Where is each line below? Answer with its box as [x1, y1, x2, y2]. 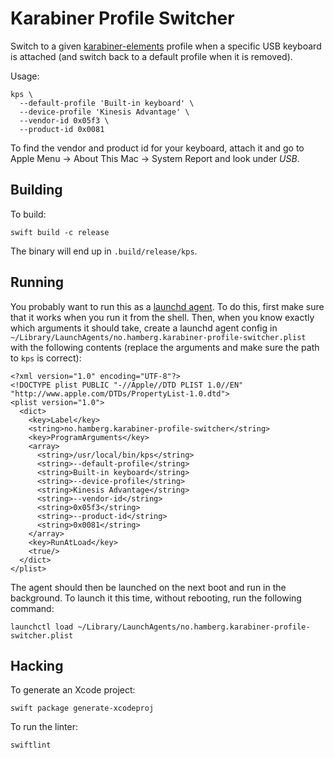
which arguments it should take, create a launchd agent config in [10, 322, 278, 334]
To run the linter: [10, 721, 78, 733]
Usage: [10, 70, 40, 82]
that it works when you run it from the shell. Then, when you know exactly [10, 311, 315, 323]
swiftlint [10, 740, 52, 751]
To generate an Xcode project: [10, 684, 136, 696]
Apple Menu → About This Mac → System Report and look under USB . [10, 152, 300, 164]
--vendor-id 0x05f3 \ [19, 115, 110, 126]
